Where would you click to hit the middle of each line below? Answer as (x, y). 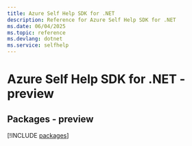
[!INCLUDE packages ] (38, 135)
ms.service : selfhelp (38, 45)
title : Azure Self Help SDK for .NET (61, 13)
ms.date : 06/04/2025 (37, 26)
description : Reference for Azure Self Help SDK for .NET (92, 20)
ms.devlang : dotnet (35, 39)
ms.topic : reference (37, 33)
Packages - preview (50, 119)
